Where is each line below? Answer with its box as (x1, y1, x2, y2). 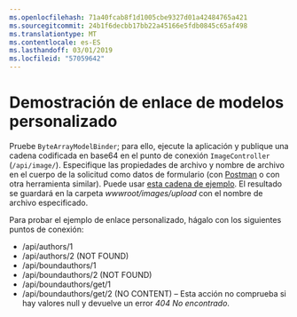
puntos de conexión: (9, 224, 84, 234)
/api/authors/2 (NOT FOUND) (21, 250, 129, 261)
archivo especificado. (9, 197, 89, 208)
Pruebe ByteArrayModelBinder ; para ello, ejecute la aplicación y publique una (9, 140, 289, 151)
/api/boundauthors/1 (21, 259, 97, 271)
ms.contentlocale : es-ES (9, 37, 101, 47)
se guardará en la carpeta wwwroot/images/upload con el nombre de (9, 187, 263, 198)
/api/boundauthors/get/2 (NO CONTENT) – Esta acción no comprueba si (21, 288, 286, 298)
